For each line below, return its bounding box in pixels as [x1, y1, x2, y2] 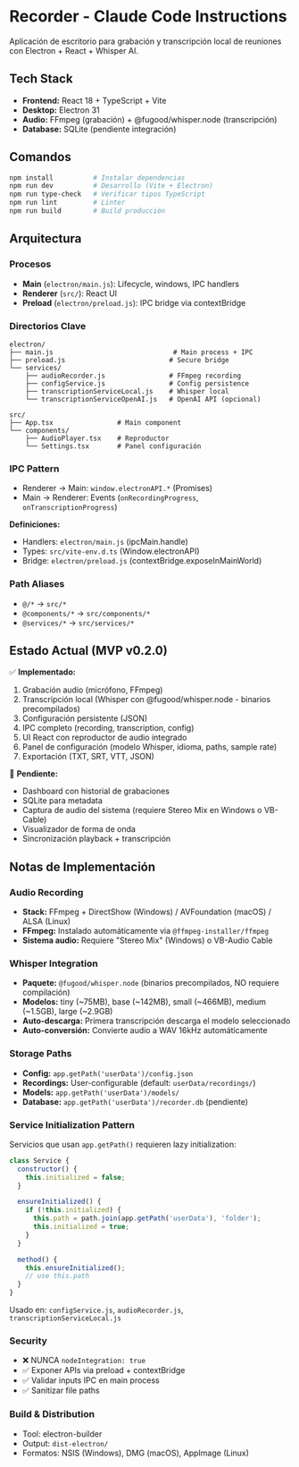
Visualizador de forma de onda [21, 824, 137, 835]
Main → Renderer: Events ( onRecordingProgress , [21, 492, 199, 503]
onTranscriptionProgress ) [21, 502, 118, 513]
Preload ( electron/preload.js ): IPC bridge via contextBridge [21, 297, 246, 308]
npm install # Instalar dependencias [9, 173, 186, 182]
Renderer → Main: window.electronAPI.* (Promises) [21, 483, 212, 494]
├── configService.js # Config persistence [25, 378, 250, 388]
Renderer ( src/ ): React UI [21, 288, 118, 299]
